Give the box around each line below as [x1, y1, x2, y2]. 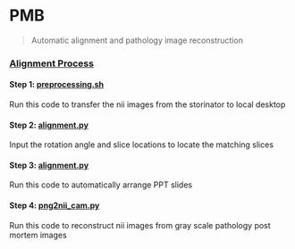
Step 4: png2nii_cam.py [9, 200, 100, 211]
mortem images [9, 229, 67, 240]
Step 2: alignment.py [9, 120, 89, 130]
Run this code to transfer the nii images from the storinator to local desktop [9, 99, 286, 110]
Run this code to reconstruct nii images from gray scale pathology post [9, 220, 271, 230]
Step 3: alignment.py [9, 160, 89, 170]
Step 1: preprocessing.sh [9, 79, 105, 90]
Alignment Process [9, 57, 94, 70]
